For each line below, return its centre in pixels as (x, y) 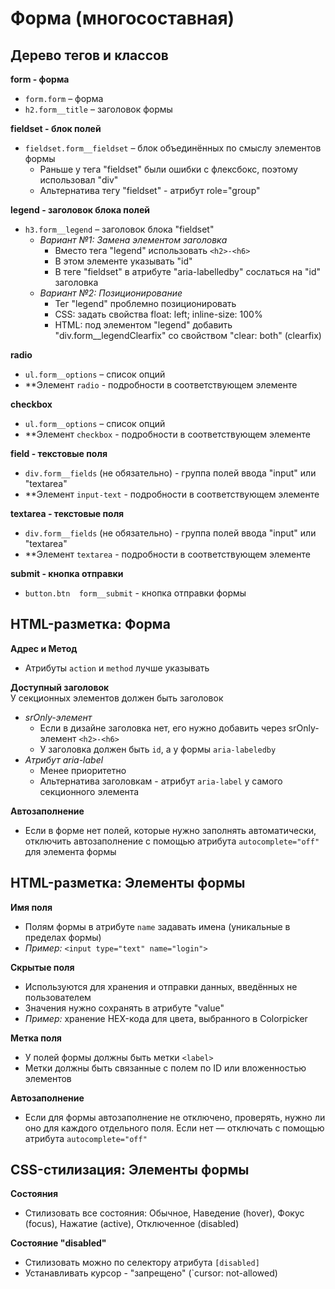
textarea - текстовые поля (67, 513)
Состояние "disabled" (58, 1243)
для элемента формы (70, 851)
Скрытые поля (42, 967)
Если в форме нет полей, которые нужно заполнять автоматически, (170, 830)
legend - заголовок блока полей (80, 210)
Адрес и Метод (44, 648)
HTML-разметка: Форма (90, 624)
